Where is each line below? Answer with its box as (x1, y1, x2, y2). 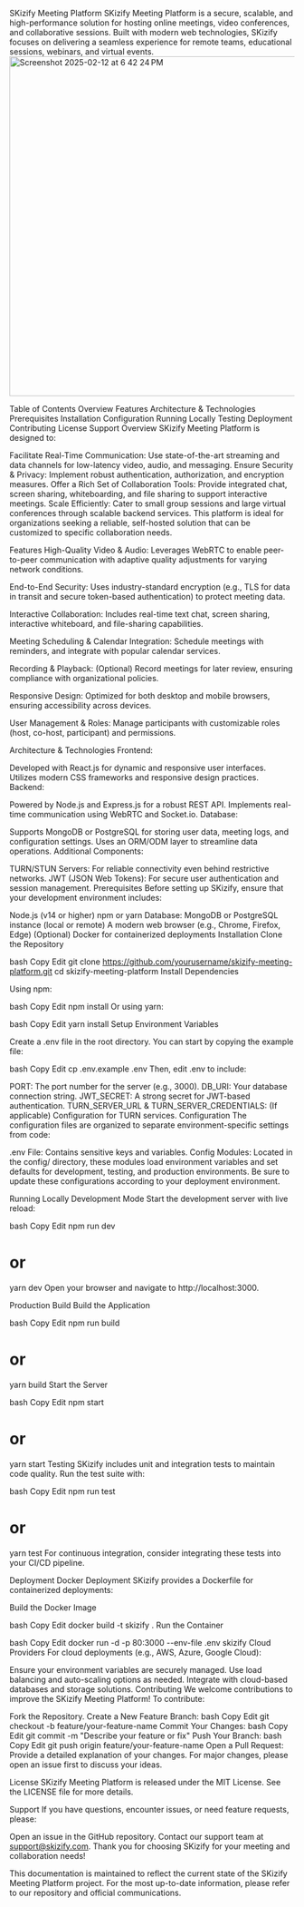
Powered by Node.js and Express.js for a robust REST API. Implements (9, 799, 272, 810)
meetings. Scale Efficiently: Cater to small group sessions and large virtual (9, 498, 287, 509)
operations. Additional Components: (9, 846, 144, 856)
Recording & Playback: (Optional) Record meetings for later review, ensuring (9, 663, 293, 674)
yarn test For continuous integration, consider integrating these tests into (9, 1547, 281, 1559)
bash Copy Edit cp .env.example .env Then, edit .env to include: (9, 1063, 247, 1074)
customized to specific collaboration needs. (9, 527, 173, 538)
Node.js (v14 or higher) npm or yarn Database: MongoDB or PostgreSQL (9, 910, 279, 920)
